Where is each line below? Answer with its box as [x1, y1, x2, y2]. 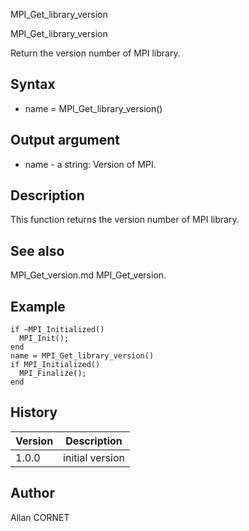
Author [10, 485, 55, 502]
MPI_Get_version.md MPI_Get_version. [10, 269, 167, 281]
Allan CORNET [10, 511, 70, 523]
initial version [63, 450, 125, 464]
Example [10, 298, 66, 315]
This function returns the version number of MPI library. [10, 214, 240, 226]
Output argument [10, 132, 120, 149]
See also [10, 242, 65, 259]
